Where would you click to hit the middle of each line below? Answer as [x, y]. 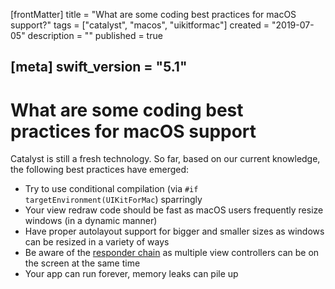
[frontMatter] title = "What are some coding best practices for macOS [153, 14]
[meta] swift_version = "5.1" [99, 67]
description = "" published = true [95, 35]
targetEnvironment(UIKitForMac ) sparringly [113, 200]
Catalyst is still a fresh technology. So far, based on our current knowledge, [165, 159]
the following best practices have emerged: [100, 170]
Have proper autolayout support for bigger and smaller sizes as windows [174, 231]
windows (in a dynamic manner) [91, 221]
